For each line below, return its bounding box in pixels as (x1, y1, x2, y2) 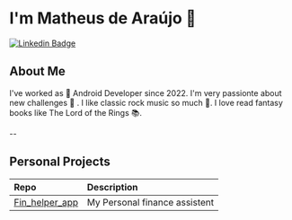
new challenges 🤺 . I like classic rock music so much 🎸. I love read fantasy (9, 97, 283, 108)
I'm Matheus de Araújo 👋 (9, 8, 197, 29)
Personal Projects (9, 154, 111, 170)
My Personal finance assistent (86, 196, 214, 208)
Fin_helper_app (13, 196, 79, 208)
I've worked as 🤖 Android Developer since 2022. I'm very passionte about (9, 87, 282, 98)
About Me (9, 64, 66, 79)
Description (86, 180, 138, 193)
